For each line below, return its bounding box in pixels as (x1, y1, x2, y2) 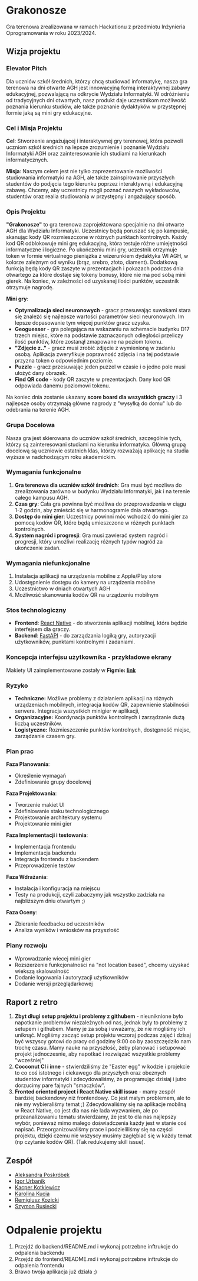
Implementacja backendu (14, 849, 77, 856)
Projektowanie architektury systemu (14, 814, 102, 821)
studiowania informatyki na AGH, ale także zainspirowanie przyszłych (6, 174, 175, 181)
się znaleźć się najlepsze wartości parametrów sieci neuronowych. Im (14, 313, 184, 320)
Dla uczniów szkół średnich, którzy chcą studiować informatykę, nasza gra (6, 77, 188, 85)
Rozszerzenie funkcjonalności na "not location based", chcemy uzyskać (14, 961, 190, 968)
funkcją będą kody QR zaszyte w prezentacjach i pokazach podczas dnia (6, 265, 184, 272)
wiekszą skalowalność (14, 968, 70, 975)
